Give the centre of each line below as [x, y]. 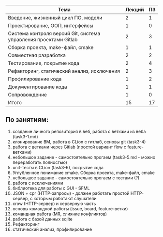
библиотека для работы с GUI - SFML [51, 188]
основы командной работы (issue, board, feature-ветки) [70, 208]
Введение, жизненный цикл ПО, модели [55, 18]
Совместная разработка [37, 55]
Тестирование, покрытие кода [44, 63]
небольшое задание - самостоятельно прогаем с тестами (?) [76, 178]
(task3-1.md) [25, 136]
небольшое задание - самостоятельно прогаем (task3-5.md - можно [84, 157]
